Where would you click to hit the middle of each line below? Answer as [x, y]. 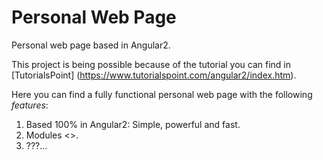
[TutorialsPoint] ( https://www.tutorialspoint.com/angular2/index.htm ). [154, 75]
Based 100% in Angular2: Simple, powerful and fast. [133, 124]
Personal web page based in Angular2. [91, 45]
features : [30, 105]
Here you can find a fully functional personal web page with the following [162, 94]
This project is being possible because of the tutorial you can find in [151, 64]
